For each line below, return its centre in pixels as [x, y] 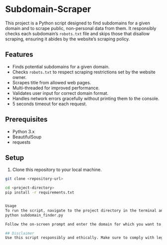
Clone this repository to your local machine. [57, 170]
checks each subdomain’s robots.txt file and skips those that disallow [78, 33]
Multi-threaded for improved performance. [56, 88]
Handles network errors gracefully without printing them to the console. [86, 98]
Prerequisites [26, 120]
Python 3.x [23, 131]
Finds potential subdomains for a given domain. [61, 66]
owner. [19, 77]
